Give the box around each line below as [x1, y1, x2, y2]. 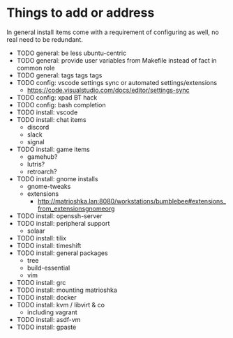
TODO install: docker [16, 293, 77, 301]
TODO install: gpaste [16, 323, 77, 331]
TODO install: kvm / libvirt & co [16, 300, 105, 309]
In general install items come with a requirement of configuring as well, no [6, 28, 219, 36]
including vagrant [27, 308, 77, 316]
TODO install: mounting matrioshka [16, 286, 118, 294]
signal [27, 137, 45, 146]
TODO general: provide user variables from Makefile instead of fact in [16, 56, 217, 64]
